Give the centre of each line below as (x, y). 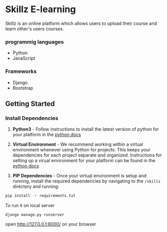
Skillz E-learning (40, 9)
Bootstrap (23, 88)
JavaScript (24, 58)
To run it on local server (30, 206)
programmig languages (35, 42)
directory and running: (36, 186)
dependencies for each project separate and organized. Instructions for (87, 155)
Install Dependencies (32, 118)
